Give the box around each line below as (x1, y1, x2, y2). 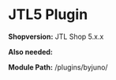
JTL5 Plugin (8, 6, 88, 24)
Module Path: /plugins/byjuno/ (8, 62, 108, 72)
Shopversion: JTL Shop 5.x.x (8, 32, 104, 41)
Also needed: (8, 47, 54, 56)
